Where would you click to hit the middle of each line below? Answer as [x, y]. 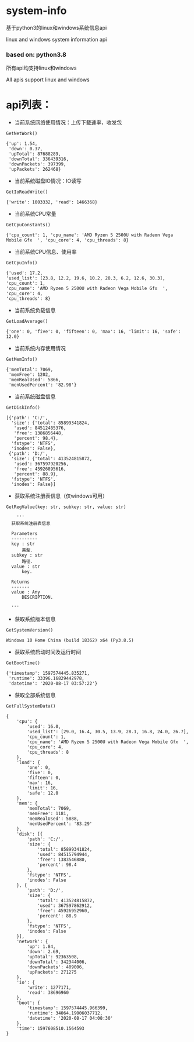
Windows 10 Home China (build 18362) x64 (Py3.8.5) [70, 641]
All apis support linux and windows [48, 80]
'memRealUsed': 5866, [35, 380]
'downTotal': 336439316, [38, 159]
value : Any [26, 592]
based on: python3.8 [36, 54]
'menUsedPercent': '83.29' [60, 824]
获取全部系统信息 [35, 695]
